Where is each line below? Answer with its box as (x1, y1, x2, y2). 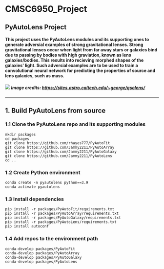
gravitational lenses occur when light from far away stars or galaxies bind (5, 47, 158, 53)
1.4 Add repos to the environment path (5, 235, 99, 242)
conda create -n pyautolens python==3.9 (5, 180, 89, 185)
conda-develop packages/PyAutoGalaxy (5, 255, 82, 260)
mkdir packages (5, 132, 36, 137)
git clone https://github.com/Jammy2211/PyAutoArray (5, 145, 115, 150)
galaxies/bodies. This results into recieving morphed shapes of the (5, 57, 144, 63)
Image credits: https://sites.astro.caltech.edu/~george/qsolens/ (11, 85, 145, 90)
